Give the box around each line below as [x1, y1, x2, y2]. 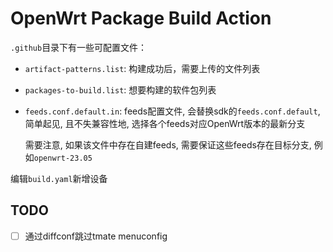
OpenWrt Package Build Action [10, 7, 272, 30]
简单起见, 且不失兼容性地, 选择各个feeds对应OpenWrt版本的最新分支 [24, 117, 306, 129]
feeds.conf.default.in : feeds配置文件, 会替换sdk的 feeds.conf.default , [24, 105, 321, 117]
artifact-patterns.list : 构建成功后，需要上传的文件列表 [24, 62, 261, 74]
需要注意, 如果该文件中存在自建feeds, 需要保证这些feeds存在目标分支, [24, 138, 312, 151]
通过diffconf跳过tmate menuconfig [24, 230, 168, 242]
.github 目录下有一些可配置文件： [10, 41, 148, 53]
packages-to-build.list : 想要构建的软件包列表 [24, 83, 217, 96]
